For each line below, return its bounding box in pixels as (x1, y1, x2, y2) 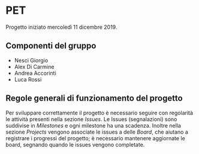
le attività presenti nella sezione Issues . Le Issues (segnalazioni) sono (5, 115, 177, 123)
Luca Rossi (14, 76, 42, 83)
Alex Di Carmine (14, 63, 55, 70)
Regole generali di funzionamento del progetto (5, 93, 183, 104)
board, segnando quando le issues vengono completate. (5, 141, 145, 148)
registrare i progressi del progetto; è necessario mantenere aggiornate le (5, 134, 185, 141)
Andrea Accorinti (14, 70, 56, 77)
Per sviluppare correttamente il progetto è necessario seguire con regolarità (5, 109, 193, 116)
